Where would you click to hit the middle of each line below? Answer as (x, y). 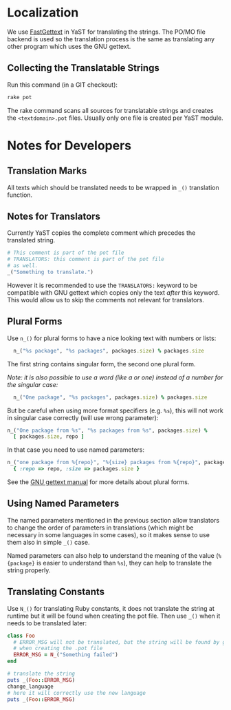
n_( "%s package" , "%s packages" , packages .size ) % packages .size (109, 351)
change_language (30, 687)
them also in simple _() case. (48, 542)
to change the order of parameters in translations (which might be (100, 528)
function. (20, 195)
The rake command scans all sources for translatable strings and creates (111, 110)
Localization (43, 13)
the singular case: (33, 384)
